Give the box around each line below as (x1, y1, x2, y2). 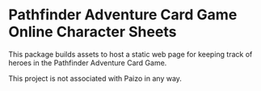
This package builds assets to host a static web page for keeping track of (8, 49, 253, 59)
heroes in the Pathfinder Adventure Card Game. (8, 58, 167, 68)
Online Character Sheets (8, 23, 177, 41)
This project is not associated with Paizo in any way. (8, 73, 182, 83)
